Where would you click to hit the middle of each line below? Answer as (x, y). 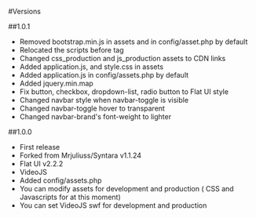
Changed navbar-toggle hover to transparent (92, 108)
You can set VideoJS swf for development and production (113, 205)
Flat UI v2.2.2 (41, 163)
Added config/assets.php (60, 180)
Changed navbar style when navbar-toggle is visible (104, 100)
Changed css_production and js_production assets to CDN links (123, 58)
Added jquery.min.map (57, 83)
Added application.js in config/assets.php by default (104, 75)
